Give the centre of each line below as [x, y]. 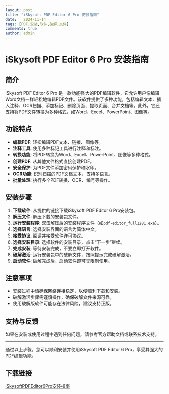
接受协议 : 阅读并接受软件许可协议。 [49, 235]
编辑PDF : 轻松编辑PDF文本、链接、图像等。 [58, 142]
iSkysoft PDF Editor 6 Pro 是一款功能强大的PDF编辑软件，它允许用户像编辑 [82, 93]
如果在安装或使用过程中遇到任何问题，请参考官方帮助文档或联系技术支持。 [82, 334]
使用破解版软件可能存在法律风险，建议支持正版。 [63, 304]
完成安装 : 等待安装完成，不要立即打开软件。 [58, 248]
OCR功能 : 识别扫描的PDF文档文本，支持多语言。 [63, 174]
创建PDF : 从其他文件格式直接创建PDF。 [53, 161]
